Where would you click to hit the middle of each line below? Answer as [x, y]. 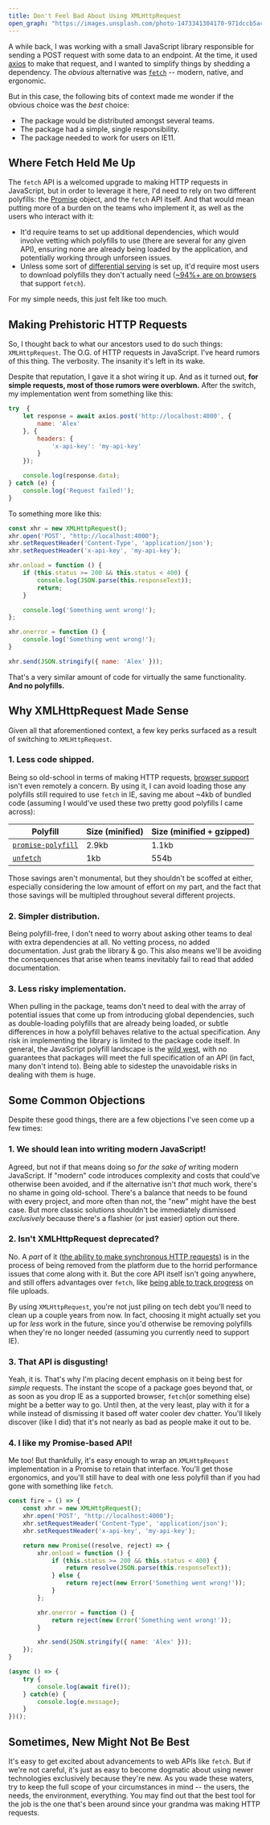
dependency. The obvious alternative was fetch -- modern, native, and [126, 72]
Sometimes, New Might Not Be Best [99, 1742]
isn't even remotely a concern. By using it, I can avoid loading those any [127, 785]
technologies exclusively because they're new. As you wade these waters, [131, 1778]
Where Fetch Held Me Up [72, 162]
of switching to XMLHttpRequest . [60, 739]
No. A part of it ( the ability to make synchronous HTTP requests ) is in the [129, 1256]
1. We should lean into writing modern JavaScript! [107, 1149]
